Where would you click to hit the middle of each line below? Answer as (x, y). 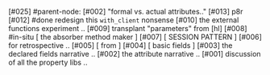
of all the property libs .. (48, 62)
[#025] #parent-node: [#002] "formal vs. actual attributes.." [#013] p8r (126, 12)
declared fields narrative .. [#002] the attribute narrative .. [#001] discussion (135, 54)
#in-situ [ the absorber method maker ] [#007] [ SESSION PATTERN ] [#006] (135, 37)
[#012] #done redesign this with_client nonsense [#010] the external (124, 20)
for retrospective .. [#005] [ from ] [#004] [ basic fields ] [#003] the (120, 45)
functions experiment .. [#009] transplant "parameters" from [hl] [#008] (128, 28)
